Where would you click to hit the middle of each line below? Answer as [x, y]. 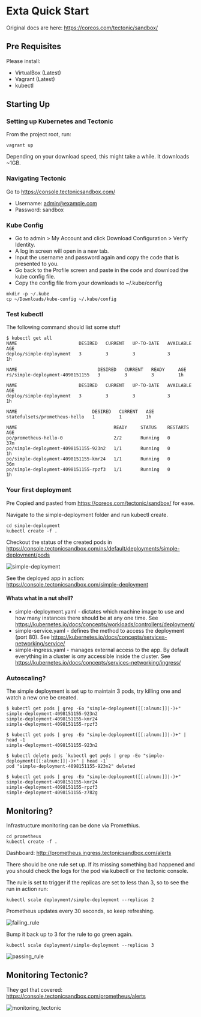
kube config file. [35, 277]
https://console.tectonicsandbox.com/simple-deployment [77, 584]
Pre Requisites [34, 47]
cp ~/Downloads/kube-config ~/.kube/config [61, 299]
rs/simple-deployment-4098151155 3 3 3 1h [95, 375]
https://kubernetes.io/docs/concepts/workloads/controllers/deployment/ [105, 624]
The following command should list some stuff [63, 327]
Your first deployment [39, 490]
